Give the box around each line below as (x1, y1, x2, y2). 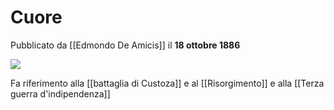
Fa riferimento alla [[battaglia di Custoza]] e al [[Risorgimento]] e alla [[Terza (10, 77, 325, 89)
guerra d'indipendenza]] (10, 87, 111, 100)
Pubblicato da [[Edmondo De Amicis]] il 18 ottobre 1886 (10, 39, 241, 51)
